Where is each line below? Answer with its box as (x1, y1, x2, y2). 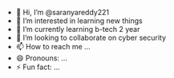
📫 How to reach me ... (15, 42, 91, 51)
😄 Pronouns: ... (15, 53, 68, 63)
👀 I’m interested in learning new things (15, 16, 143, 25)
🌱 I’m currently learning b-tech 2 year (15, 25, 140, 33)
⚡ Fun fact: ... (15, 62, 60, 72)
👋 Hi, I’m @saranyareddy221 (15, 8, 110, 17)
